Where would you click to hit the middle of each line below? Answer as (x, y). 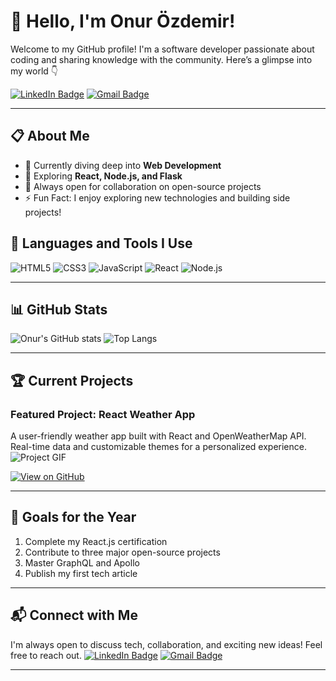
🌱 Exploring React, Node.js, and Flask (103, 176)
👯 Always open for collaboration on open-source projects (143, 186)
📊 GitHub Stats (59, 309)
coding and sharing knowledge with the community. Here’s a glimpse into (161, 59)
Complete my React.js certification (96, 541)
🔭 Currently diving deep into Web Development (123, 165)
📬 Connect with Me (74, 615)
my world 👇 (34, 71)
